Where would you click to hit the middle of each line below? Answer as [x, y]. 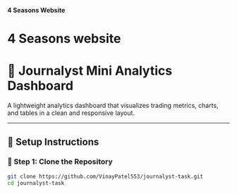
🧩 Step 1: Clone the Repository [60, 162]
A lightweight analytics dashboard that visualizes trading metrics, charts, [113, 106]
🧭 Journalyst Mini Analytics [90, 71]
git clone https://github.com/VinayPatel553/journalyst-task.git [105, 176]
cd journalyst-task [36, 183]
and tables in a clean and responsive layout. [71, 113]
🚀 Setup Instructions [53, 141]
